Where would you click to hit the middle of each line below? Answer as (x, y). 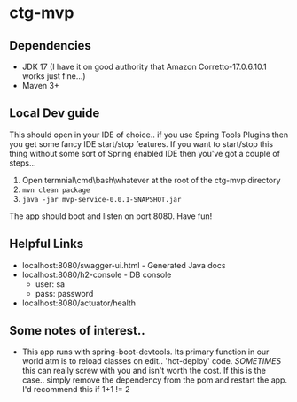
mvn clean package (56, 190)
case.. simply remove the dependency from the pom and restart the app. (155, 380)
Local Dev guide (55, 113)
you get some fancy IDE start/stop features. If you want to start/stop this (141, 143)
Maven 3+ (40, 85)
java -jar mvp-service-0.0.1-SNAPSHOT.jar (102, 199)
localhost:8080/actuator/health (78, 303)
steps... (23, 163)
